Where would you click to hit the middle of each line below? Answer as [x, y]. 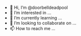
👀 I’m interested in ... [30, 13]
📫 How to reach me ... [32, 28]
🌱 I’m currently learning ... [36, 18]
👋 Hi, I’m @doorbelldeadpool [39, 8]
